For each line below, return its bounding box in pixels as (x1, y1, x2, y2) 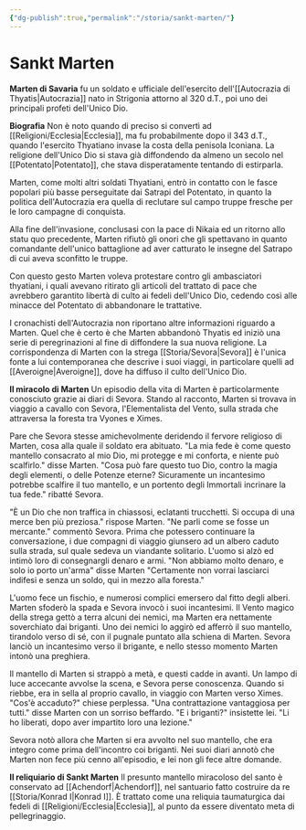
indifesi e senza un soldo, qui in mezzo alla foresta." (9, 574, 206, 585)
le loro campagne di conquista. (9, 206, 126, 217)
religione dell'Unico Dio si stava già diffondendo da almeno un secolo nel (9, 149, 284, 160)
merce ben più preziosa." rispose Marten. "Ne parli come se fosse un (9, 516, 269, 527)
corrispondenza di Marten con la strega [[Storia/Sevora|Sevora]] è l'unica (9, 346, 287, 357)
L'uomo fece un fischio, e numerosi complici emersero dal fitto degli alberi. (9, 591, 290, 603)
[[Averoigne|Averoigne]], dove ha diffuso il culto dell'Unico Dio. (9, 366, 248, 377)
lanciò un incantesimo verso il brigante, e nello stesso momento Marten (9, 641, 279, 652)
